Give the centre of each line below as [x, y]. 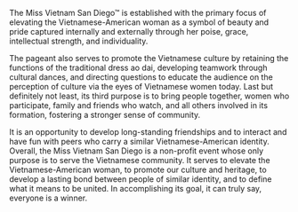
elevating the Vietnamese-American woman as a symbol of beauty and [139, 22]
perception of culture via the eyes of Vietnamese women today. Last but [141, 86]
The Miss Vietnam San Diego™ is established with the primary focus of [138, 13]
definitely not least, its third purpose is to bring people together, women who [149, 96]
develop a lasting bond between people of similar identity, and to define [141, 179]
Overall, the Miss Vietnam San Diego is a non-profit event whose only [137, 151]
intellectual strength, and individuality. [79, 41]
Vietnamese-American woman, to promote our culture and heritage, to [138, 169]
